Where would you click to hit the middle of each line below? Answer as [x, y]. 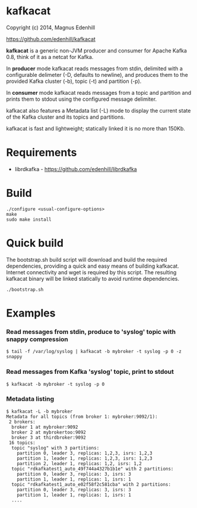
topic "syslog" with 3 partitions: [55, 448]
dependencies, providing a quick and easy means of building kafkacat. [93, 266]
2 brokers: [22, 422]
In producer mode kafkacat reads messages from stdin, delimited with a [94, 68]
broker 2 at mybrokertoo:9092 [49, 432]
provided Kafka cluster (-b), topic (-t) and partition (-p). [74, 81]
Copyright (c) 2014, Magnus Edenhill [51, 27]
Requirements [42, 153]
